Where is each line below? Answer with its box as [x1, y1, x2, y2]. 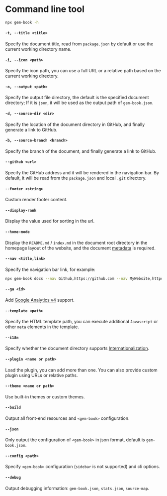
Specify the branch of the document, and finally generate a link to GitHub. [5, 148, 157, 154]
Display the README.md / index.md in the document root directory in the [5, 240, 148, 246]
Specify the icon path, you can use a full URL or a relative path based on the [5, 68, 162, 74]
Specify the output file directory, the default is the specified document [5, 95, 149, 101]
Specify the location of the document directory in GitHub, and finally [5, 121, 145, 127]
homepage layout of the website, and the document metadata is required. [5, 245, 156, 251]
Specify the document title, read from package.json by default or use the [5, 41, 154, 47]
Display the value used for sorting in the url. [5, 218, 95, 224]
